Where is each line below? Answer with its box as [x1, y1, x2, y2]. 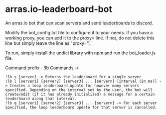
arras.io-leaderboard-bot [5, 3, 112, 15]
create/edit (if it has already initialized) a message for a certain [5, 92, 155, 97]
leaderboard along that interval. [5, 96, 77, 101]
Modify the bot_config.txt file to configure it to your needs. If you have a [5, 29, 153, 35]
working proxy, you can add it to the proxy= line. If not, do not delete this [5, 35, 155, 41]
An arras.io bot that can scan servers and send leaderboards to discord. [5, 20, 154, 26]
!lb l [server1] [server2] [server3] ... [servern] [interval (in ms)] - [5, 79, 162, 84]
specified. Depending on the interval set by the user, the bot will [5, 87, 153, 93]
